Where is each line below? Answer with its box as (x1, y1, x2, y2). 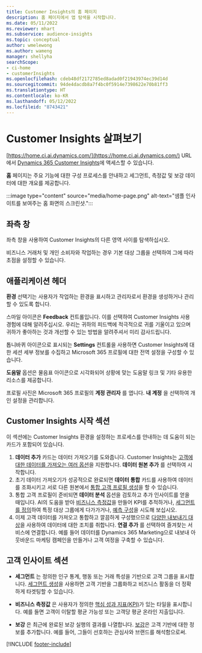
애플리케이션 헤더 (6, 276, 67, 286)
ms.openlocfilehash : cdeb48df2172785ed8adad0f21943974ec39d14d (6, 76, 168, 82)
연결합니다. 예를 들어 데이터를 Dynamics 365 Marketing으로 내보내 (31, 528, 189, 536)
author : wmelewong (6, 43, 52, 49)
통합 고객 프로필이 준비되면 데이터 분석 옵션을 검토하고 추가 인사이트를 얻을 (14, 491, 190, 498)
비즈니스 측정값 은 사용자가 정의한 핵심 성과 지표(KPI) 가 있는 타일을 (14, 600, 171, 608)
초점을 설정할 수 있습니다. (6, 256, 66, 264)
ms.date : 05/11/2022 (6, 20, 58, 26)
